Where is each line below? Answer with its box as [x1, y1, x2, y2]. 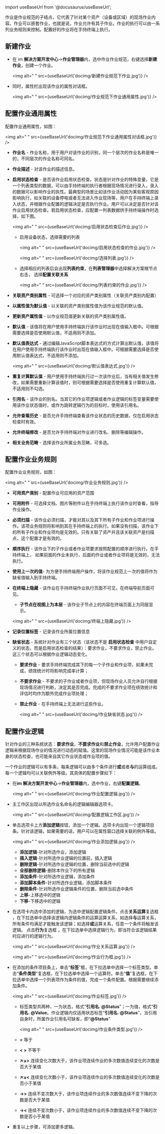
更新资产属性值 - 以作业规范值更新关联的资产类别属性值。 [12, 313, 129, 319]
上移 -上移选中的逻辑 [19, 892, 61, 898]
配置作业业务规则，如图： [5, 469, 57, 475]
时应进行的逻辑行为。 [12, 933, 55, 939]
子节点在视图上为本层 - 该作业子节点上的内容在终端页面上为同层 [19, 602, 149, 607]
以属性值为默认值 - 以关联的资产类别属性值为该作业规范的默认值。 [12, 303, 146, 309]
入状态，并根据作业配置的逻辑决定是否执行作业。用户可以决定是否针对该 [12, 201, 159, 207]
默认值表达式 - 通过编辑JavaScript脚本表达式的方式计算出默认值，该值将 [12, 340, 159, 346]
